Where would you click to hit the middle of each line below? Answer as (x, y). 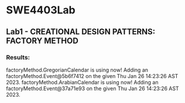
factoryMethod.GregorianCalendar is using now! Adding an (77, 70)
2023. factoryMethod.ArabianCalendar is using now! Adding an (82, 82)
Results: (18, 57)
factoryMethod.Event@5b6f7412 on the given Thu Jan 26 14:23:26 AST (92, 76)
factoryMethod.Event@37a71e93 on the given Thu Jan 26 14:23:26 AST (93, 88)
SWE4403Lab (41, 10)
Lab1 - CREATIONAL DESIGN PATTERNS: (81, 32)
